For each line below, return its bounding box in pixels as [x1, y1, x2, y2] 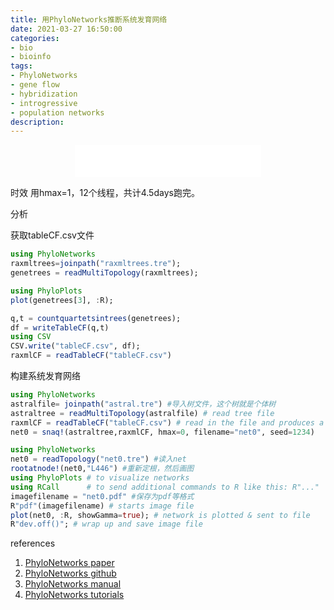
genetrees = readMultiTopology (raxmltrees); [10, 268, 199, 278]
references [10, 537, 56, 550]
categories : [10, 33, 60, 43]
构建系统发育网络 [10, 370, 81, 381]
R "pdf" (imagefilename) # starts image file [10, 501, 195, 511]
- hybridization [10, 89, 78, 99]
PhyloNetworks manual [24, 578, 122, 590]
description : [10, 117, 65, 127]
